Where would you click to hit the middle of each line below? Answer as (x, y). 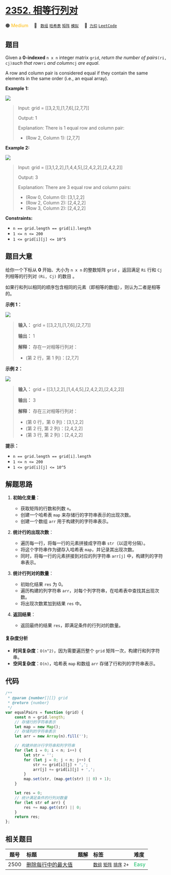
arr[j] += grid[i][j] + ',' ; (64, 769)
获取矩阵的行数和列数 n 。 (47, 509)
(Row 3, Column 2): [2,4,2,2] (56, 208)
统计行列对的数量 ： (33, 573)
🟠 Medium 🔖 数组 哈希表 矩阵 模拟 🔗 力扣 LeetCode (61, 25)
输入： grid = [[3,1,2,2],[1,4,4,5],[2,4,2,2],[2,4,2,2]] (71, 389)
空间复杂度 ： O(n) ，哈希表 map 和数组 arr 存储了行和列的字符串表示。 (85, 663)
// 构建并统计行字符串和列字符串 (45, 746)
